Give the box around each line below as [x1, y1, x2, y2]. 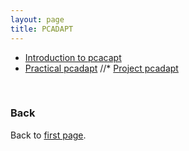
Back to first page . [10, 129, 87, 141]
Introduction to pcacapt [24, 51, 122, 63]
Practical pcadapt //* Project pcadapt [24, 62, 179, 74]
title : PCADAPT [10, 24, 74, 34]
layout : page [10, 14, 65, 25]
